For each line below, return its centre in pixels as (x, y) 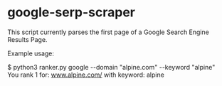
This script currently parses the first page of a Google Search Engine (109, 32)
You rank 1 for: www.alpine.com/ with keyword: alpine (86, 75)
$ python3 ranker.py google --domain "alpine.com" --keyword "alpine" (111, 67)
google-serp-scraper (71, 12)
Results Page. (27, 39)
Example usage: (31, 53)
